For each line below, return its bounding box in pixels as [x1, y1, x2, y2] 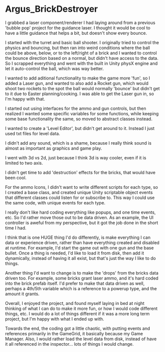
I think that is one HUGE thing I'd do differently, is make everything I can [5, 234, 151, 240]
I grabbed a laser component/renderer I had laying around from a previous [5, 20, 156, 25]
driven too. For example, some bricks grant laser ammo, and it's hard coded [5, 275, 159, 281]
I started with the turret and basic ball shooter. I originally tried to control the [5, 39, 160, 45]
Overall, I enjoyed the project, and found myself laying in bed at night [5, 300, 145, 306]
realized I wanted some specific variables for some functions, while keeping [5, 110, 159, 116]
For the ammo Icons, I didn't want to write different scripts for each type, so [5, 184, 158, 190]
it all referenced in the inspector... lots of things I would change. [5, 341, 134, 347]
